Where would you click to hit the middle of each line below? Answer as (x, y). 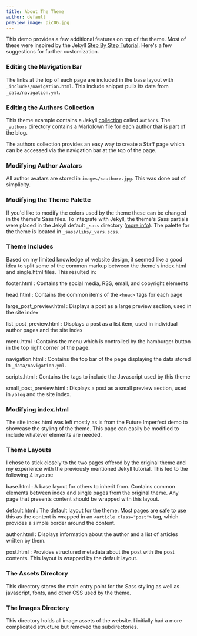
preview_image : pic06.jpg (38, 22)
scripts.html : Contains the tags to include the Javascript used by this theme (98, 376)
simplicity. (18, 185)
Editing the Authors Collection (50, 108)
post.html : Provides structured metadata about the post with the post (90, 552)
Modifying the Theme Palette (49, 200)
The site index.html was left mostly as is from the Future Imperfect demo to (97, 422)
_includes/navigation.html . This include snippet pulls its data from (87, 86)
